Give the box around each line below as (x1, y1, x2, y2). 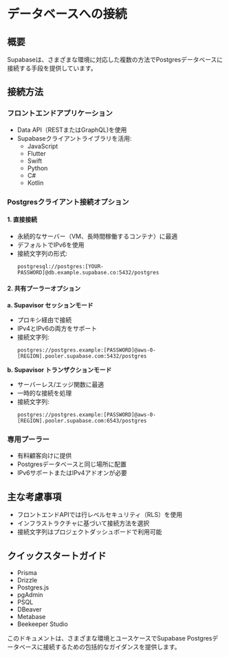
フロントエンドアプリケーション (7, 108, 113, 118)
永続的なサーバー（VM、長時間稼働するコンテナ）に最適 (17, 232, 177, 240)
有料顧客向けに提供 (17, 452, 72, 460)
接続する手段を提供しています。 (7, 64, 98, 72)
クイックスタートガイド (7, 549, 107, 562)
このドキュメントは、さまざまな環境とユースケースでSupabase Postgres (7, 634, 212, 642)
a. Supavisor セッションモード (7, 301, 94, 310)
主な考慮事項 (7, 491, 62, 503)
